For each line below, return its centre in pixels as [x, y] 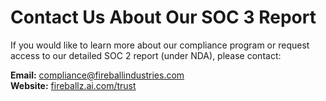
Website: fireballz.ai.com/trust [73, 85]
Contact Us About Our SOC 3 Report [163, 17]
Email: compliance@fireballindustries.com [97, 75]
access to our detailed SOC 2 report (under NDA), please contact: [146, 55]
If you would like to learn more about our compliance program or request [160, 45]
